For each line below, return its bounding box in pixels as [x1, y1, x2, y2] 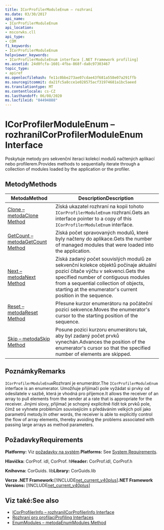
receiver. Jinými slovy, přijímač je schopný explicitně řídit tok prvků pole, [5, 401, 151, 407]
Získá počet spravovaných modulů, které [55, 229, 149, 236]
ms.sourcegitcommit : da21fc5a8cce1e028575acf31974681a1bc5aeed [5, 80, 137, 84]
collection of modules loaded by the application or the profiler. [5, 166, 130, 172]
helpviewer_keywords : [5, 52, 49, 58]
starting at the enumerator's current [55, 286, 138, 293]
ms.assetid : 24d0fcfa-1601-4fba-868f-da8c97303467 [5, 61, 110, 66]
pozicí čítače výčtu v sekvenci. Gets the [55, 267, 145, 274]
